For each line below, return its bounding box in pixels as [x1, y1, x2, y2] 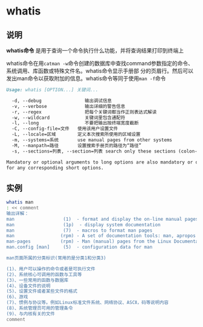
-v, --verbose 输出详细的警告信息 [11, 103, 126, 109]
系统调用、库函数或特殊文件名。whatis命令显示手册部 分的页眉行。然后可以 [6, 68, 193, 74]
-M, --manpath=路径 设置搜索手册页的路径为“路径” [11, 142, 142, 148]
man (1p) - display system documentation [6, 221, 161, 227]
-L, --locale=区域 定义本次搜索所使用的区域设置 [11, 132, 141, 138]
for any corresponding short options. [6, 165, 104, 171]
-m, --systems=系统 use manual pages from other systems [11, 137, 172, 143]
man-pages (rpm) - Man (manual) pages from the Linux [6, 238, 172, 245]
